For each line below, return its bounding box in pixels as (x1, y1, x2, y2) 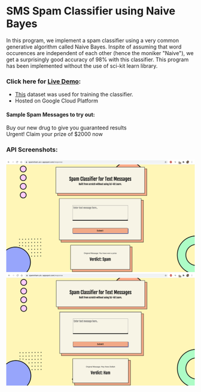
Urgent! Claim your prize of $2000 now (6, 131, 103, 138)
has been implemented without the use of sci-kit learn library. (6, 62, 158, 70)
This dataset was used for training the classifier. (14, 91, 133, 98)
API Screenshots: (6, 146, 58, 154)
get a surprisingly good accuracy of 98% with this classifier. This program (6, 56, 189, 63)
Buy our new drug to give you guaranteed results (6, 124, 127, 131)
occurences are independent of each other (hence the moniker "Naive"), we (6, 49, 194, 56)
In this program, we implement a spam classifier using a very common (6, 37, 179, 44)
